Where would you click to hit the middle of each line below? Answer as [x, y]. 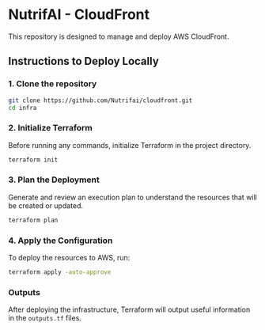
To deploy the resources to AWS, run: [69, 258]
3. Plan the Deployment [54, 180]
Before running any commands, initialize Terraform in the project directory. [130, 145]
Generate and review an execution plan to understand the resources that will [132, 197]
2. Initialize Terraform [50, 128]
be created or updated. [46, 205]
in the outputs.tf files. [45, 318]
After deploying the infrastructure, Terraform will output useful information [129, 309]
